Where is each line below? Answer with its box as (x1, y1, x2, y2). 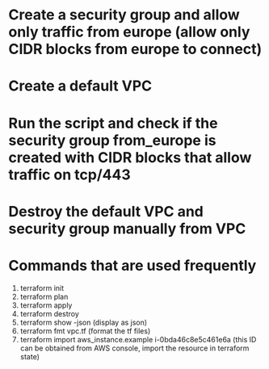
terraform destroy (19, 308, 79, 318)
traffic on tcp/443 (8, 166, 131, 183)
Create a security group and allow (8, 6, 240, 24)
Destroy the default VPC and (8, 202, 204, 220)
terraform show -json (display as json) (19, 317, 148, 327)
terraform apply (19, 300, 73, 310)
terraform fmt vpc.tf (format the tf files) (19, 325, 151, 336)
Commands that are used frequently (8, 256, 257, 275)
